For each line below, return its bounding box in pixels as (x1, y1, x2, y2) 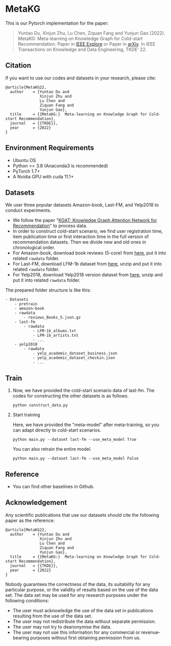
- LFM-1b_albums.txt (32, 329, 77, 334)
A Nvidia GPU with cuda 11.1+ (12, 173, 74, 179)
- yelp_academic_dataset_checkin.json (32, 355, 115, 360)
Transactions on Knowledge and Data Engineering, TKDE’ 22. (17, 46, 147, 52)
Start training (12, 412, 40, 418)
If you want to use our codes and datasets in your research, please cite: (5, 75, 156, 81)
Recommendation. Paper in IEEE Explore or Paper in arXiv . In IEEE (17, 41, 156, 47)
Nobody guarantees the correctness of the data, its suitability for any (5, 581, 151, 587)
